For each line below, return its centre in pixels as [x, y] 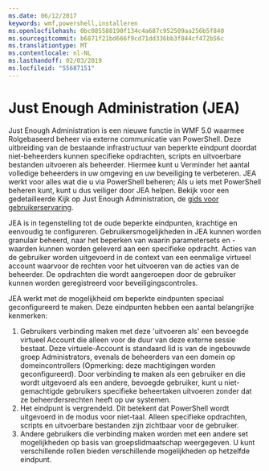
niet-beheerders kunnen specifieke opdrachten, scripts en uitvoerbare [125, 156]
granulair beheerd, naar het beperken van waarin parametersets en [119, 240]
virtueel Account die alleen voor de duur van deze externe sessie [128, 340]
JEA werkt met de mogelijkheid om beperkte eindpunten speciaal [116, 298]
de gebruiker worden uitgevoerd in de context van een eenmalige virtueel [130, 257]
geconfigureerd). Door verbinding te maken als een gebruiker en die [133, 374]
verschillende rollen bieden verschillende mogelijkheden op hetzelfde [135, 451]
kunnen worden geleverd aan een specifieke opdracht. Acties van [148, 248]
